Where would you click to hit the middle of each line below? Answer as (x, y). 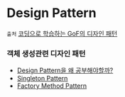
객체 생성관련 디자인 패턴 (46, 53)
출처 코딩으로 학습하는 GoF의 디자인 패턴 (62, 33)
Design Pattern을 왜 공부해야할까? (65, 70)
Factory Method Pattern (52, 86)
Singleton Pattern (42, 79)
